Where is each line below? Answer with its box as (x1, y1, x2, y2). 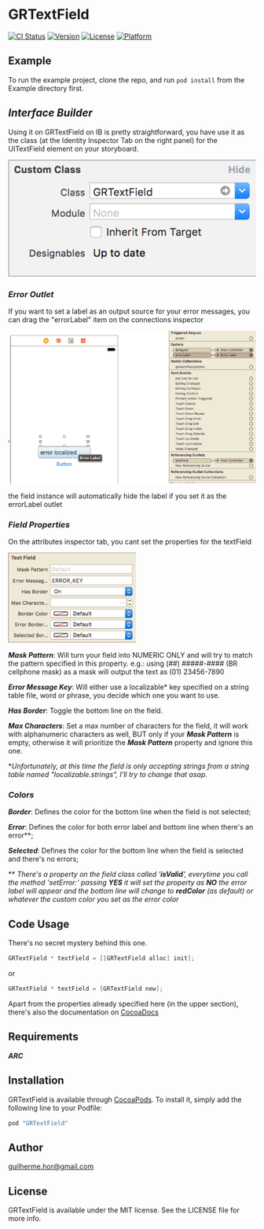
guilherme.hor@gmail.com (8, 1161, 94, 1172)
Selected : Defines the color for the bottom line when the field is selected (8, 846, 244, 856)
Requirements (8, 1030, 79, 1044)
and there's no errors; (8, 854, 79, 864)
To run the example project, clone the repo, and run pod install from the (8, 75, 245, 84)
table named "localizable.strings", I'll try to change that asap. (8, 770, 208, 780)
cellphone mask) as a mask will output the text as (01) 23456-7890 (8, 667, 225, 677)
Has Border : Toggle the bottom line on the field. (8, 706, 163, 716)
